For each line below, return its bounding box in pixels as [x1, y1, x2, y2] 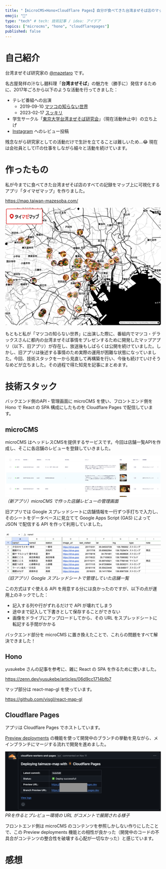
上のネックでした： [9, 592, 48, 598]
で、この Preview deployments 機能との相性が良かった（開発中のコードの [5, 829, 155, 835]
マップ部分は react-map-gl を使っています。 [5, 686, 95, 693]
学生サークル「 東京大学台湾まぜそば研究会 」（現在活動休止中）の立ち [12, 116, 153, 122]
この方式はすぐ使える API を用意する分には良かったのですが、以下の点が [5, 585, 153, 591]
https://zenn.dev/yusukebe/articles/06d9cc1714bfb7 [5, 676, 112, 682]
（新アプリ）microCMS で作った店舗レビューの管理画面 [5, 498, 119, 504]
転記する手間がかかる [12, 621, 56, 627]
